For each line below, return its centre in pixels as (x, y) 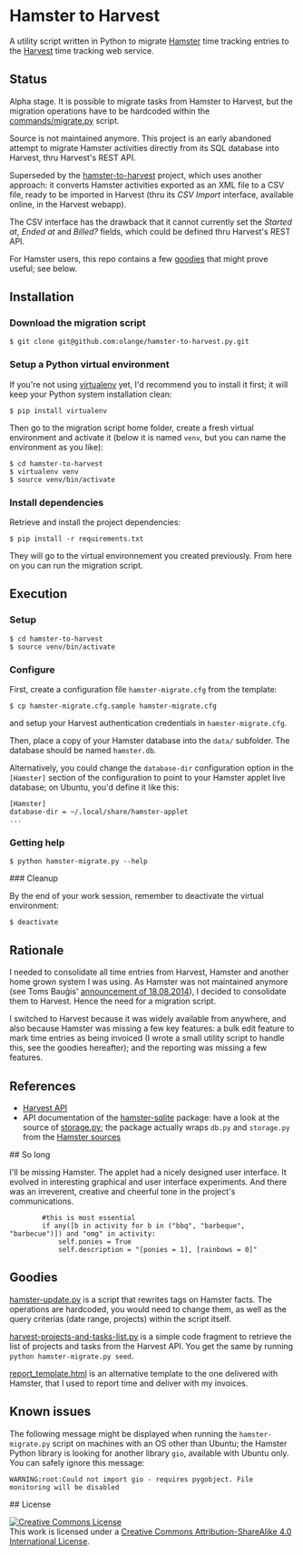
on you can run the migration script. (76, 566)
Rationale (37, 950)
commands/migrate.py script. (64, 120)
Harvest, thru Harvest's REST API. (73, 157)
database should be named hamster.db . (83, 751)
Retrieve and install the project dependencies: (95, 522)
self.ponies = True (94, 1242)
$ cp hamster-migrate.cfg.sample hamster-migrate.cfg (113, 706)
